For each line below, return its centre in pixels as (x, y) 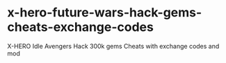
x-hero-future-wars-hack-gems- (105, 13)
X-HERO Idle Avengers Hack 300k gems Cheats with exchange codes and (113, 46)
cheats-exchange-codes (81, 27)
